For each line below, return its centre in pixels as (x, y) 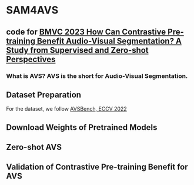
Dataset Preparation (44, 95)
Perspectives (31, 59)
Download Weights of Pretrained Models (82, 127)
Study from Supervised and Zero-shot (77, 50)
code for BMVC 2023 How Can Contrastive (86, 32)
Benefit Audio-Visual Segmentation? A (109, 41)
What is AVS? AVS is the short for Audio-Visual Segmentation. (97, 76)
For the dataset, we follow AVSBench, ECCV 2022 (67, 109)
